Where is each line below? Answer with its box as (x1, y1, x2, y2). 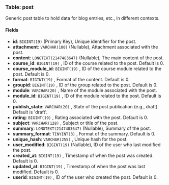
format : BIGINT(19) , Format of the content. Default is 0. (12, 76, 130, 82)
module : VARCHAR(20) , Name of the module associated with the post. (12, 87, 157, 93)
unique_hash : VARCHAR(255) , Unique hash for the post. (12, 136, 128, 142)
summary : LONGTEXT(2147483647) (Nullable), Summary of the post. (12, 125, 151, 131)
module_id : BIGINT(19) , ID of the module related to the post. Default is (12, 92, 161, 99)
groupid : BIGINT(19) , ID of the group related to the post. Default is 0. (12, 82, 158, 88)
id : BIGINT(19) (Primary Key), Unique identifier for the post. (12, 38, 136, 44)
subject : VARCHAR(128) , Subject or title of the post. (12, 120, 119, 126)
